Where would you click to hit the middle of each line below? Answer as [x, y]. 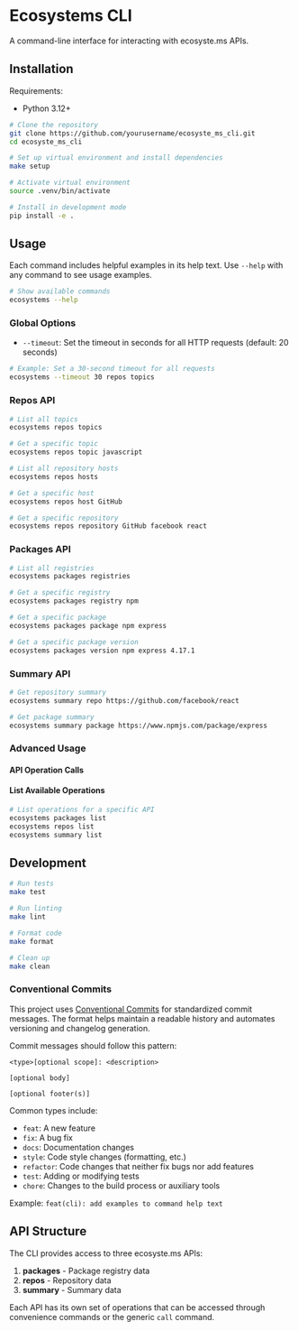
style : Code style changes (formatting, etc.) [104, 1157]
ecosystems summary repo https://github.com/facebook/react [125, 700]
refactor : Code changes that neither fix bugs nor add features [138, 1166]
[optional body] [40, 1078]
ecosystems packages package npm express [88, 625]
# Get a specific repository [64, 518]
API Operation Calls [46, 770]
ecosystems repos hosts [54, 476]
